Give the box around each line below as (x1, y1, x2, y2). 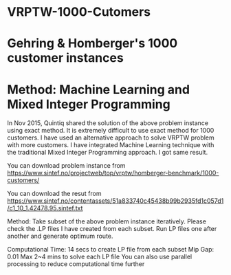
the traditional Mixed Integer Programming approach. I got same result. (7, 148, 208, 157)
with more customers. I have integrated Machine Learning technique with (7, 141, 214, 149)
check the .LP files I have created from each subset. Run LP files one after (7, 225, 217, 233)
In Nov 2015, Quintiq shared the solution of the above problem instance (7, 119, 208, 127)
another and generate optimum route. (7, 232, 113, 241)
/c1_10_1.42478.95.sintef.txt (7, 204, 83, 212)
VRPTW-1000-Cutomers (7, 4, 151, 20)
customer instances (7, 50, 124, 66)
